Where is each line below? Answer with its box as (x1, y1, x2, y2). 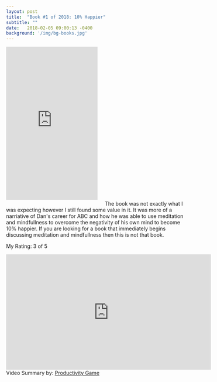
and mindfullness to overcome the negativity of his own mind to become (6, 219, 180, 226)
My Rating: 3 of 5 (6, 243, 48, 250)
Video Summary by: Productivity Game (6, 370, 100, 377)
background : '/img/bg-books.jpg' (6, 30, 88, 36)
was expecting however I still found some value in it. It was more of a (6, 206, 173, 214)
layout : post (6, 8, 38, 15)
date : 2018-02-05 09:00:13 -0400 (6, 25, 93, 31)
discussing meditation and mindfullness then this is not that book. (6, 231, 164, 238)
